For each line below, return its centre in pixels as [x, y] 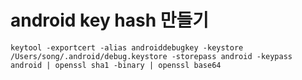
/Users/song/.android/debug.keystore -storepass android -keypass [151, 56]
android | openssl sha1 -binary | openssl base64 [116, 65]
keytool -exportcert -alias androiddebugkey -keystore [127, 47]
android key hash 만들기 [110, 20]
